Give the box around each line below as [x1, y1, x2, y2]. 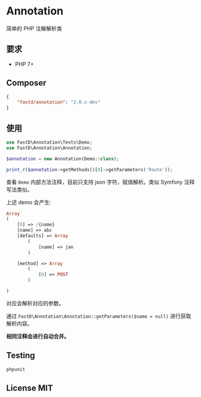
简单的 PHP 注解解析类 [6, 25, 62, 32]
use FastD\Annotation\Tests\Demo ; [6, 139, 93, 145]
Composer [6, 78, 47, 88]
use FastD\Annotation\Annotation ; [6, 145, 93, 151]
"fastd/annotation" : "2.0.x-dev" [17, 99, 101, 106]
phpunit [6, 366, 26, 372]
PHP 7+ [14, 60, 34, 67]
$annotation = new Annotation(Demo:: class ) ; [6, 156, 119, 162]
